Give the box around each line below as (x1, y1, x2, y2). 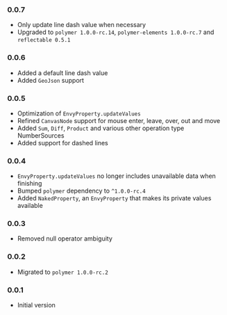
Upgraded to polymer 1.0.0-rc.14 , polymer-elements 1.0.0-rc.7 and (17, 28, 215, 36)
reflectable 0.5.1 (17, 37, 71, 44)
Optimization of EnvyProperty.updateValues (17, 109, 141, 118)
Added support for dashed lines (17, 138, 109, 147)
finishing (17, 179, 42, 188)
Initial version (17, 301, 56, 309)
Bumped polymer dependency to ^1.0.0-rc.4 (17, 186, 146, 195)
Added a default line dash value (17, 68, 108, 77)
